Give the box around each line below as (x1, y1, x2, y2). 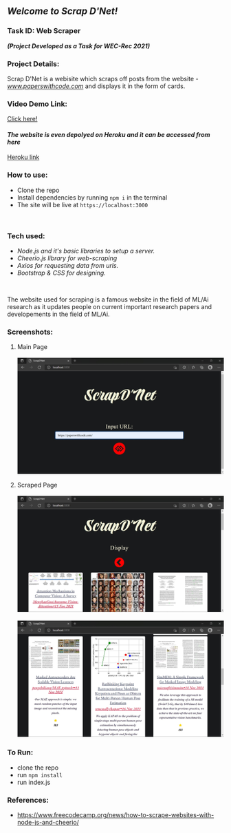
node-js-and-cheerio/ (16, 818, 79, 826)
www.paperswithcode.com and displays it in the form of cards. (7, 82, 186, 90)
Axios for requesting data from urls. (16, 262, 119, 270)
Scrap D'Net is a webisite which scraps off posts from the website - (7, 74, 199, 83)
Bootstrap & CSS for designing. (16, 268, 107, 277)
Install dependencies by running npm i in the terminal (16, 193, 168, 202)
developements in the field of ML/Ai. (7, 310, 110, 319)
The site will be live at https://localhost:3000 (16, 200, 148, 209)
